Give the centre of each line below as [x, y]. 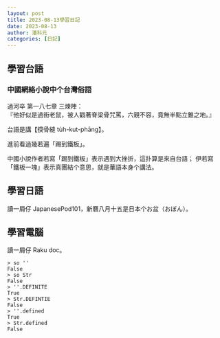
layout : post [26, 13]
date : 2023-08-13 [32, 26]
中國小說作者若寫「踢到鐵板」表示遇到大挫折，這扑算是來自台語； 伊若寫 [110, 158]
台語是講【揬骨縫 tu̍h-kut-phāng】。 [57, 129]
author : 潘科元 [27, 33]
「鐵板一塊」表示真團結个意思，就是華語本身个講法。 [82, 167]
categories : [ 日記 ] [34, 39]
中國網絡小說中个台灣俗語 [49, 90]
